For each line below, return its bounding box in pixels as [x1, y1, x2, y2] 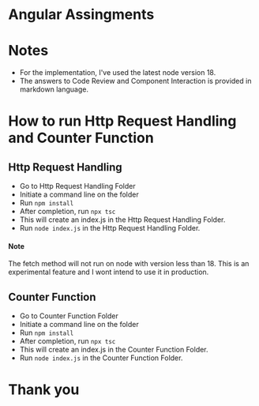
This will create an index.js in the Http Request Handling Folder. [19, 215, 226, 224]
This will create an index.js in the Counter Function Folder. [19, 345, 208, 355]
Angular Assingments [8, 6, 155, 24]
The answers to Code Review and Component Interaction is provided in [19, 77, 252, 86]
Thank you [8, 381, 80, 399]
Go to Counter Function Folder [19, 311, 118, 321]
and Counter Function [8, 129, 154, 147]
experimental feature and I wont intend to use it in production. [8, 267, 209, 277]
